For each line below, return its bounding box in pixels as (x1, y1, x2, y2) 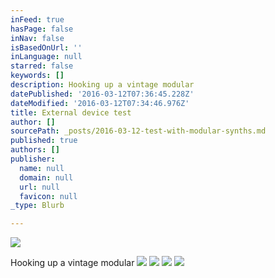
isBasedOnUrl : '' (10, 42, 83, 53)
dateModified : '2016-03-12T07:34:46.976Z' (10, 98, 190, 108)
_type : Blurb (10, 201, 65, 211)
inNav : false (10, 33, 65, 43)
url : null (19, 182, 60, 192)
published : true (10, 136, 78, 146)
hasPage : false (10, 24, 74, 34)
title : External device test (10, 107, 132, 118)
